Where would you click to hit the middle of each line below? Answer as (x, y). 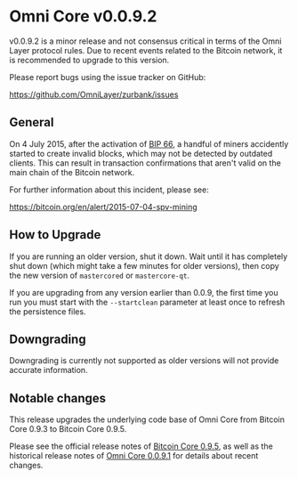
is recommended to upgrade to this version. (89, 60)
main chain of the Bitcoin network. (72, 172)
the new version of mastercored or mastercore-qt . (99, 275)
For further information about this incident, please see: (109, 190)
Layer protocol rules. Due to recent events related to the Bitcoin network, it (146, 50)
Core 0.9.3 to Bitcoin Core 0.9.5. (68, 429)
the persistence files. (48, 311)
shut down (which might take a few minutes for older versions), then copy (145, 265)
